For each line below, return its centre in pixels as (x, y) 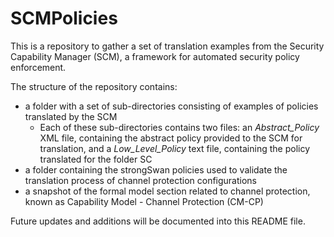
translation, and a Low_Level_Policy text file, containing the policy (174, 148)
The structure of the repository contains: (94, 86)
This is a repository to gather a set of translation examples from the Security (167, 46)
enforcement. (38, 67)
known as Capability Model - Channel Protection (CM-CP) (144, 201)
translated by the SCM (71, 116)
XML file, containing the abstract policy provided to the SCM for (171, 138)
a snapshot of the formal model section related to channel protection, (167, 191)
